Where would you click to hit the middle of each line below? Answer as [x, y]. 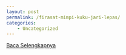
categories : [21, 23]
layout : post [23, 12]
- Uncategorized [38, 28]
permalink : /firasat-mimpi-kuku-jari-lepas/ [63, 17]
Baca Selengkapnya [31, 45]
